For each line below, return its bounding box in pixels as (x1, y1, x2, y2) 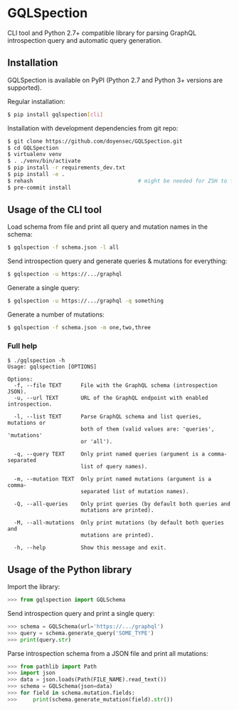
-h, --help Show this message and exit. (14, 544, 167, 552)
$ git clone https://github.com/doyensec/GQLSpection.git (7, 138, 183, 145)
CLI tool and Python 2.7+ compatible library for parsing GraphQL (7, 29, 197, 37)
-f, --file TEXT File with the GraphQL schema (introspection (14, 382, 218, 389)
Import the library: (7, 582, 60, 591)
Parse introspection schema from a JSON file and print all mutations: (7, 649, 208, 657)
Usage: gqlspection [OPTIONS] (7, 364, 97, 371)
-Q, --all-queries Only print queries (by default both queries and (14, 500, 231, 508)
